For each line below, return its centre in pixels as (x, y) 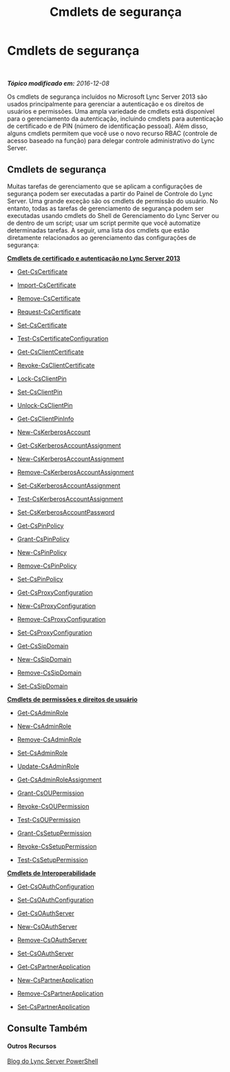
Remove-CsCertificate (49, 298)
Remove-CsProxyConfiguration (61, 619)
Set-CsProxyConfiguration (54, 633)
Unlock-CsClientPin (45, 405)
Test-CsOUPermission (49, 820)
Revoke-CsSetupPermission (57, 846)
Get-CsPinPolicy (40, 526)
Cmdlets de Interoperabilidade (52, 873)
